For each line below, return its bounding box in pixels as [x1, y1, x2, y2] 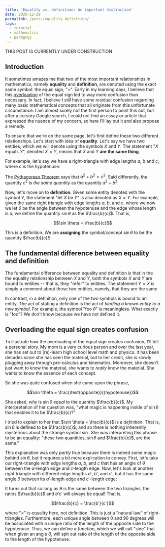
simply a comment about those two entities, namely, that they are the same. [5, 285, 159, 292]
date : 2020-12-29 [5, 12, 41, 17]
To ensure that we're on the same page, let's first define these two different [5, 133, 159, 138]
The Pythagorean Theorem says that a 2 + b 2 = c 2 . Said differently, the [5, 173, 148, 180]
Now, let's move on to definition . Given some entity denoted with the [5, 189, 145, 195]
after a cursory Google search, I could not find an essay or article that [5, 112, 146, 119]
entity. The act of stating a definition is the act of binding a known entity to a [5, 300, 161, 307]
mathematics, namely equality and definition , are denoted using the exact [5, 81, 157, 87]
